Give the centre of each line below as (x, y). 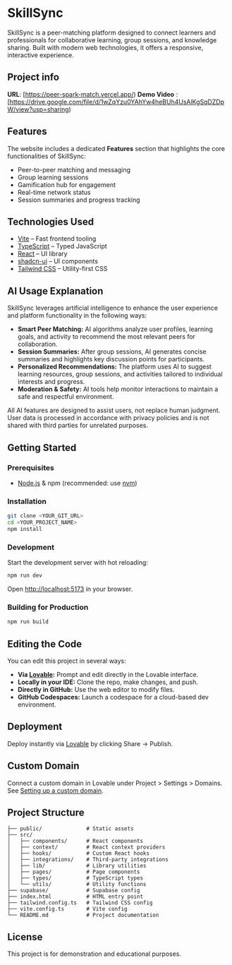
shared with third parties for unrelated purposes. (78, 426)
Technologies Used (50, 221)
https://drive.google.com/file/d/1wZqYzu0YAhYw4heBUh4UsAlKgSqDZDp (117, 102)
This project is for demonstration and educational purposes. (94, 954)
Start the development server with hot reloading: (78, 563)
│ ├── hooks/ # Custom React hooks (79, 853)
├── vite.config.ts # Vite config (68, 909)
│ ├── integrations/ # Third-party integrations (88, 860)
